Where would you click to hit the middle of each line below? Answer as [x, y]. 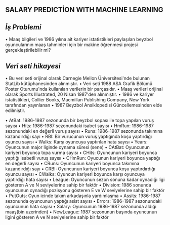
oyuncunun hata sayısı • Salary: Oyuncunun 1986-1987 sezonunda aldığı [81, 207]
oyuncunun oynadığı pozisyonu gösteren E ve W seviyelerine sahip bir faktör [85, 191]
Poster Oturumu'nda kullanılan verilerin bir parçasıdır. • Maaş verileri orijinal [84, 89]
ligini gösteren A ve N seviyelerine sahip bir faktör [57, 217]
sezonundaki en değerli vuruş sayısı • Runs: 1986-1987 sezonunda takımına [84, 131]
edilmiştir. [15, 110]
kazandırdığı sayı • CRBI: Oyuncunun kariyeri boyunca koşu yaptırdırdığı [80, 169]
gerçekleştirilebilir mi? [28, 50]
